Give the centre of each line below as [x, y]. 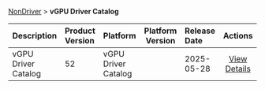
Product [80, 31]
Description [35, 36]
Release [200, 31]
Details [238, 69]
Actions [238, 36]
